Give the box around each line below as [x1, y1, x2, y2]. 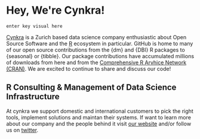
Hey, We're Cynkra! [6, 4, 105, 17]
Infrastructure [6, 91, 60, 102]
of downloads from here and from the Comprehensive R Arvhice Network [6, 59, 187, 66]
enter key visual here [6, 23, 63, 29]
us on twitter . [6, 126, 39, 134]
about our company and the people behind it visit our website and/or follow [6, 120, 192, 127]
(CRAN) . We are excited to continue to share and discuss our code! [6, 65, 171, 72]
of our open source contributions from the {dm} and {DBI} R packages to [6, 46, 185, 53]
